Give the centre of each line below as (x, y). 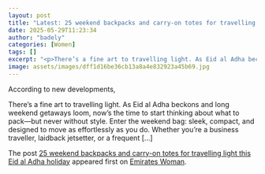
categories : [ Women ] (42, 45)
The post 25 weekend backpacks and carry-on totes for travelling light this (129, 153)
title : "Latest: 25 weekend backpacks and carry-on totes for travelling (132, 23)
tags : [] (22, 52)
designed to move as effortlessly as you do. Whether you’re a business (123, 129)
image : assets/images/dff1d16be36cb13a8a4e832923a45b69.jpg (109, 67)
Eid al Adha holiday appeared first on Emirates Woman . (97, 161)
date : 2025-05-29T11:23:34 (52, 30)
